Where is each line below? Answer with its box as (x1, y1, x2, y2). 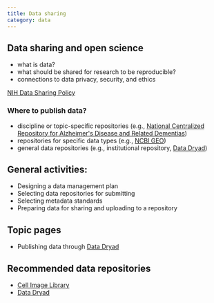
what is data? (17, 60, 55, 69)
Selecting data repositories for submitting (17, 190, 135, 198)
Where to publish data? (7, 106, 87, 116)
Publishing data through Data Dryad (17, 243, 119, 251)
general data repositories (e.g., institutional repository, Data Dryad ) (17, 143, 208, 152)
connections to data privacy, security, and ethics (17, 75, 156, 84)
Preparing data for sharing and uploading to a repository (17, 204, 178, 212)
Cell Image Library (17, 281, 70, 289)
